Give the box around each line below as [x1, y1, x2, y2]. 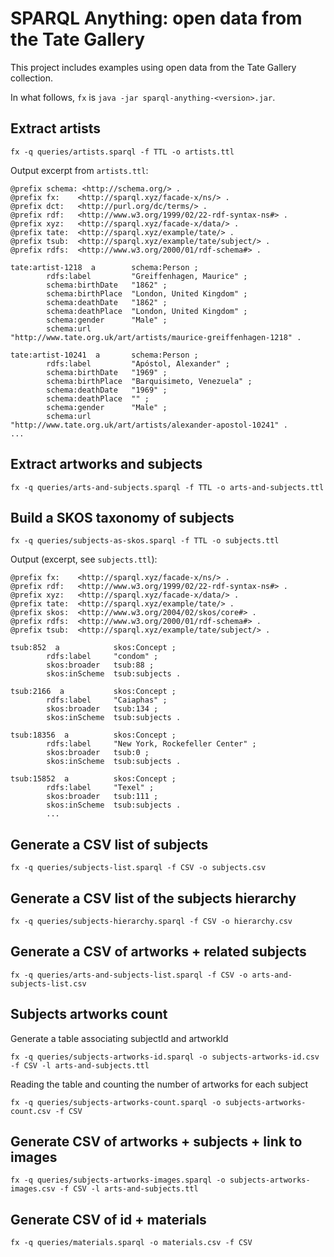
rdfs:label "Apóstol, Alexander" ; [46, 358, 230, 369]
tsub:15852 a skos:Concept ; [10, 774, 177, 784]
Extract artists [10, 120, 101, 137]
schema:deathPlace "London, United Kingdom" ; [46, 306, 248, 316]
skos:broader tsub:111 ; [46, 792, 159, 802]
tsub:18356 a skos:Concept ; [10, 730, 177, 741]
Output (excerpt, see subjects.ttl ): [10, 553, 158, 566]
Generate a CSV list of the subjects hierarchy [10, 890, 297, 907]
